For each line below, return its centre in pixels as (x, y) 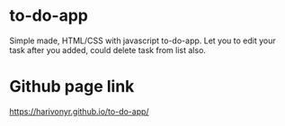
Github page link (72, 87)
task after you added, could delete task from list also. (108, 49)
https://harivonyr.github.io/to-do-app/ (80, 111)
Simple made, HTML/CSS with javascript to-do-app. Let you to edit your (142, 40)
